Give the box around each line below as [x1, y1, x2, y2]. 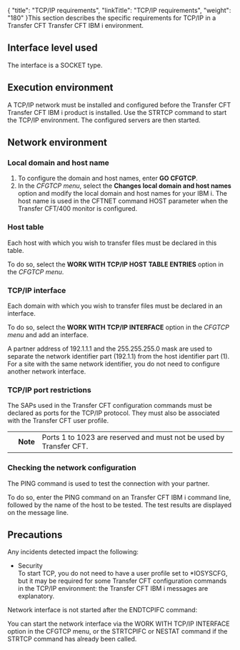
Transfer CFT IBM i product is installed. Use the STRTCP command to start [7, 108, 227, 116]
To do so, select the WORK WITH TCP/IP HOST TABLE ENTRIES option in [7, 260, 224, 269]
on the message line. [7, 508, 69, 516]
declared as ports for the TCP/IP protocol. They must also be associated [7, 409, 220, 417]
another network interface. [7, 367, 86, 376]
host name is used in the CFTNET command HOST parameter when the [17, 196, 229, 206]
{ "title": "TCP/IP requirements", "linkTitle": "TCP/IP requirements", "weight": [7, 6, 231, 14]
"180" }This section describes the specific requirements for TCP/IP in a [7, 14, 216, 22]
